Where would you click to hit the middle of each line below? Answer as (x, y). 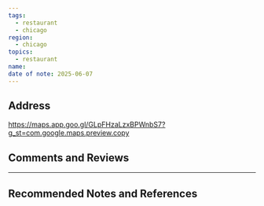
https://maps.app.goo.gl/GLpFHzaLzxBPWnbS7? (87, 125)
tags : (17, 15)
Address (29, 106)
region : (21, 37)
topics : (21, 52)
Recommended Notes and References (103, 193)
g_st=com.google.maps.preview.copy (69, 133)
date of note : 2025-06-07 (50, 74)
